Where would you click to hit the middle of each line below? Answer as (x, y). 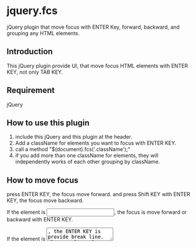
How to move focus (42, 180)
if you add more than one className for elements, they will (87, 156)
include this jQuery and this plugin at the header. (73, 137)
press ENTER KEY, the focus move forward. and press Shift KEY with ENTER (99, 194)
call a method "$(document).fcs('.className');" (73, 149)
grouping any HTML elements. (43, 33)
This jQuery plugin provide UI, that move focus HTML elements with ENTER (97, 66)
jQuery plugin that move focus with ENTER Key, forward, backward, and (93, 27)
